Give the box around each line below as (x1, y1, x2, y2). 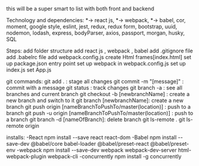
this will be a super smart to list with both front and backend (6, 5, 155, 12)
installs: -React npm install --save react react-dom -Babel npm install (6, 134, 177, 141)
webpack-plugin (6, 153, 47, 160)
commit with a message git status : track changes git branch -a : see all (6, 84, 183, 91)
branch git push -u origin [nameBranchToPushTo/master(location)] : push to (6, 110, 194, 116)
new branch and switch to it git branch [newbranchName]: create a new (6, 97, 184, 104)
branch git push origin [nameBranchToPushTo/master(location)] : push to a (6, 103, 191, 110)
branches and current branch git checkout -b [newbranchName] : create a (6, 91, 190, 97)
